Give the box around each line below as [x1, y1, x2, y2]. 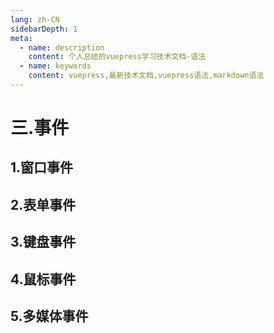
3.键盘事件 [10, 234, 77, 251]
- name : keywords [19, 61, 92, 71]
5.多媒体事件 [10, 308, 89, 325]
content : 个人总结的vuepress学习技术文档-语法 [28, 52, 207, 62]
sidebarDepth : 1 [10, 24, 78, 34]
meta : [10, 33, 33, 43]
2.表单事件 [10, 196, 77, 213]
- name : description [19, 42, 105, 53]
